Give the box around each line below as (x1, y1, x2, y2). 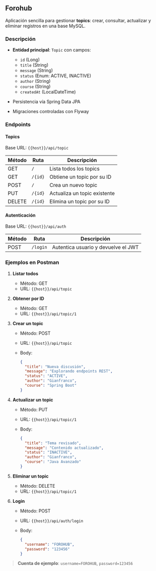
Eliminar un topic (12, 473, 49, 479)
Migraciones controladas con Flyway (12, 109, 89, 115)
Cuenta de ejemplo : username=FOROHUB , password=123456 (17, 560, 133, 566)
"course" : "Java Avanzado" (24, 459, 82, 464)
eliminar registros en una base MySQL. (5, 23, 86, 29)
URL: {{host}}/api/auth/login (20, 517, 84, 524)
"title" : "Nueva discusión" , (24, 364, 86, 369)
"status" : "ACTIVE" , (24, 374, 68, 379)
